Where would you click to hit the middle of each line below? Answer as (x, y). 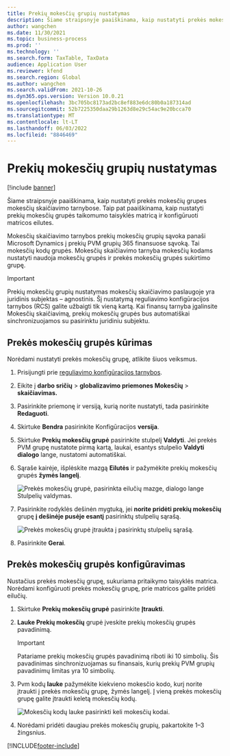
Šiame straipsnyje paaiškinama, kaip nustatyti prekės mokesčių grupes (107, 201)
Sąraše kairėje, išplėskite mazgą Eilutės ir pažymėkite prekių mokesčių (117, 468)
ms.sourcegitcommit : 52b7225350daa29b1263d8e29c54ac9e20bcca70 (99, 109)
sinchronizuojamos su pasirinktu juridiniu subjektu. (79, 321)
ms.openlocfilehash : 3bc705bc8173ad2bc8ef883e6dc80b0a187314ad (99, 103)
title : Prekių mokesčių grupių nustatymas (68, 13)
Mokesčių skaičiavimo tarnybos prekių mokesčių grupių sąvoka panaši (106, 236)
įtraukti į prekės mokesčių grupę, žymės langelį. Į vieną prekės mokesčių (119, 691)
